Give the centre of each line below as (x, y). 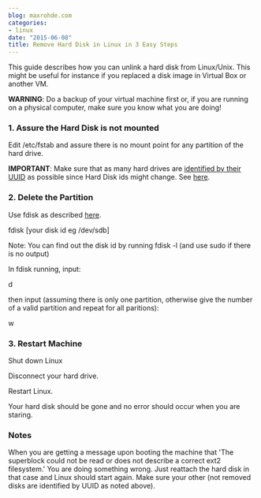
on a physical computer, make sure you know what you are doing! (115, 108)
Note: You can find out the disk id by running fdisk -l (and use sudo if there (129, 245)
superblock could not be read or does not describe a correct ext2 (115, 461)
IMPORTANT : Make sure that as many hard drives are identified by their (125, 169)
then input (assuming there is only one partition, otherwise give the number (130, 299)
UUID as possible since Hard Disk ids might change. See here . (109, 177)
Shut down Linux (35, 361)
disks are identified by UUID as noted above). (82, 486)
